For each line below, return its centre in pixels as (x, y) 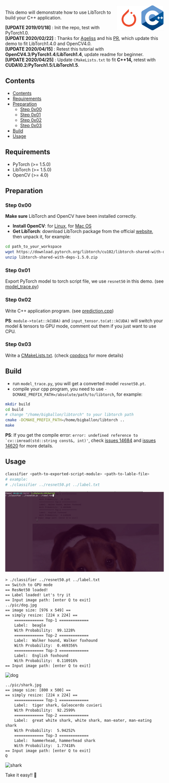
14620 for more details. (29, 446)
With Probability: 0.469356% (46, 646)
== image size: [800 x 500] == (38, 690)
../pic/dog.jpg (21, 605)
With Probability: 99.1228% (45, 630)
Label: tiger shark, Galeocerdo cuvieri (58, 705)
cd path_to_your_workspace (33, 247)
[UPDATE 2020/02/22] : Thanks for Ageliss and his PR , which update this (82, 38)
